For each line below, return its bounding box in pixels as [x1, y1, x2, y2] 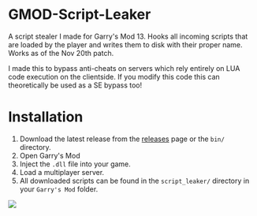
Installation [8, 108, 84, 126]
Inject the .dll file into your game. [19, 159, 132, 169]
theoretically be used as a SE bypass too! [8, 80, 143, 90]
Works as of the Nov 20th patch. [8, 48, 114, 58]
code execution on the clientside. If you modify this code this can [8, 72, 221, 81]
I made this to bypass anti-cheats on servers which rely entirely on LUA [8, 63, 240, 73]
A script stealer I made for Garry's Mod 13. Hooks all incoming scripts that [8, 32, 248, 41]
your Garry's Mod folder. [19, 184, 99, 194]
